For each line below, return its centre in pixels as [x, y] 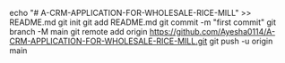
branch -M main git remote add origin [78, 31]
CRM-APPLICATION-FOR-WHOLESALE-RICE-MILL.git [108, 41]
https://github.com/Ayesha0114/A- [212, 31]
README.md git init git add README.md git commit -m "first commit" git [142, 22]
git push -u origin [241, 41]
